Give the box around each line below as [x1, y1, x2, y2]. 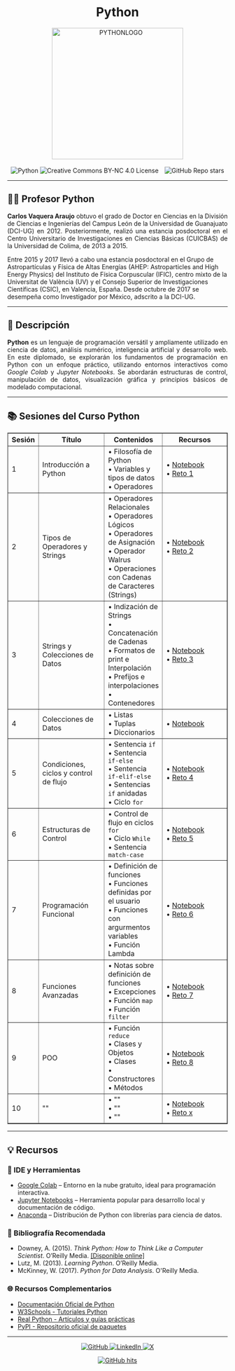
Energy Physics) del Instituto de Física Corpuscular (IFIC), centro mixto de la [7, 270, 227, 278]
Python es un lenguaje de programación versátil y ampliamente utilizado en [7, 338, 228, 346]
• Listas [108, 710, 134, 720]
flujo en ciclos [108, 818, 154, 828]
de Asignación [108, 538, 155, 547]
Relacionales [108, 503, 150, 512]
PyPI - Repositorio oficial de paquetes [17, 1322, 127, 1330]
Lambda [108, 949, 135, 959]
